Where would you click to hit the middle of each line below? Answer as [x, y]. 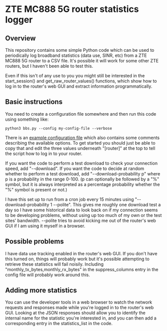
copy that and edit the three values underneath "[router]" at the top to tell [80, 148]
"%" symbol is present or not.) [36, 189]
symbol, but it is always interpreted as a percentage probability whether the [83, 184]
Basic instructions [34, 102]
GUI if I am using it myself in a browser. [45, 226]
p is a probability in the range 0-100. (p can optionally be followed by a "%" [82, 179]
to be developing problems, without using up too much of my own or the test [83, 215]
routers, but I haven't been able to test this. [49, 66]
